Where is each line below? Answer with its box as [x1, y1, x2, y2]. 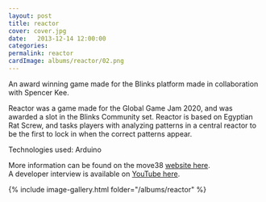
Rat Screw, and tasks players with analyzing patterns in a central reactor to [8, 120, 256, 130]
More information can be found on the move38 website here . [8, 160, 211, 170]
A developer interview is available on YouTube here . [8, 169, 181, 179]
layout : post [8, 11, 52, 20]
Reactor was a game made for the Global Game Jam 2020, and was [8, 103, 233, 113]
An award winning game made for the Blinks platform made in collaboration [8, 78, 259, 89]
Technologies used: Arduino [8, 145, 102, 154]
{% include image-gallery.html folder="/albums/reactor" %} [8, 184, 207, 194]
